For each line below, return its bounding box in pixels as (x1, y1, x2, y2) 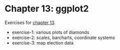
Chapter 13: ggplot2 (4, 3, 89, 14)
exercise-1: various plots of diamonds (11, 29, 89, 35)
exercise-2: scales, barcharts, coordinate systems (11, 34, 115, 40)
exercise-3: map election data (11, 39, 73, 45)
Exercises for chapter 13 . (4, 19, 56, 25)
